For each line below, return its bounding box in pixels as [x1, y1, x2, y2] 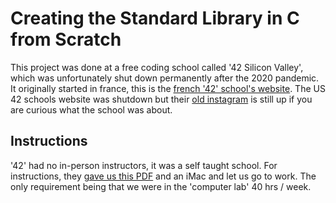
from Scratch [10, 28, 122, 51]
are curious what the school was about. [10, 103, 173, 116]
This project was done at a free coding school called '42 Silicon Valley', [10, 61, 304, 73]
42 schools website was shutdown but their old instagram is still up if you [10, 93, 313, 105]
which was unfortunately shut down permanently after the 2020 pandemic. [10, 72, 320, 84]
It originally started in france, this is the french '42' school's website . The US [10, 82, 326, 94]
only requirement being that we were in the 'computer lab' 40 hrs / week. [10, 180, 312, 192]
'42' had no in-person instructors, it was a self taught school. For [10, 159, 278, 171]
